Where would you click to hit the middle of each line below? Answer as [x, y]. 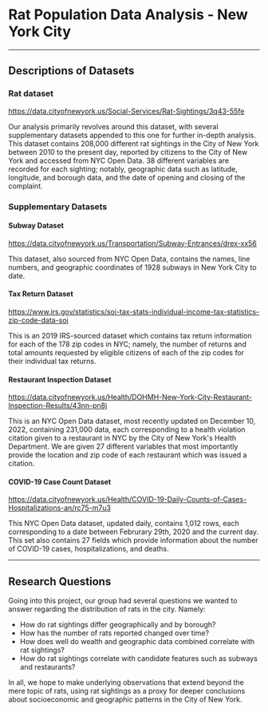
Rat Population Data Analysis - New [128, 15]
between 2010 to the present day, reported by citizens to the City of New [128, 152]
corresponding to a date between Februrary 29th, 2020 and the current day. [134, 532]
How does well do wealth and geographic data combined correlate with [137, 642]
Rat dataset [31, 93]
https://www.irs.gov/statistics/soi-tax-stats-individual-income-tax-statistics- [134, 311]
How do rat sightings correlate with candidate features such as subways [138, 659]
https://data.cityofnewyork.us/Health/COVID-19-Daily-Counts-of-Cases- [128, 500]
